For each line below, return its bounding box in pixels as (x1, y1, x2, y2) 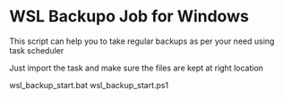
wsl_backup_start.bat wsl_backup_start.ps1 (9, 79, 168, 90)
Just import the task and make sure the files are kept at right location (9, 62, 264, 73)
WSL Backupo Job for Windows (9, 6, 249, 27)
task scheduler (9, 45, 64, 55)
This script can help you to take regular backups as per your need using (9, 36, 275, 46)
